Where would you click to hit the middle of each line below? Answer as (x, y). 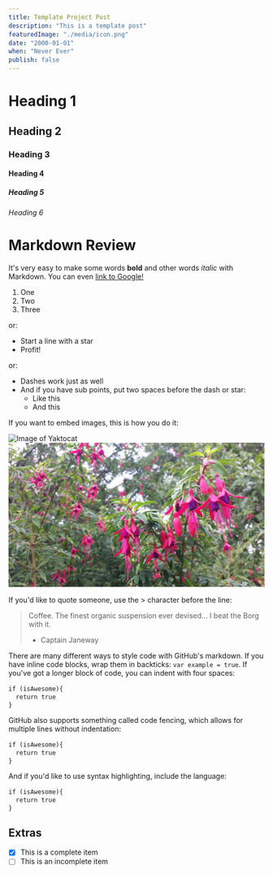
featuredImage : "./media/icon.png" (69, 34)
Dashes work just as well (62, 381)
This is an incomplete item (64, 862)
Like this (46, 398)
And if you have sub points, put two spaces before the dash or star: (133, 389)
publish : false (34, 60)
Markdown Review (72, 246)
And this (46, 407)
